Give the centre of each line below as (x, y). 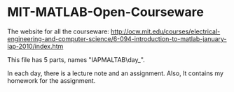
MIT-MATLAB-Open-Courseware (106, 12)
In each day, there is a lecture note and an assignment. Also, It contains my (116, 73)
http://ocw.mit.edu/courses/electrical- (166, 31)
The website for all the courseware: (58, 31)
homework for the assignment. (51, 80)
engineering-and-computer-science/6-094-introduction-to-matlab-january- (117, 38)
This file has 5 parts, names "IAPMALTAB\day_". (76, 59)
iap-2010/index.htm (35, 46)
